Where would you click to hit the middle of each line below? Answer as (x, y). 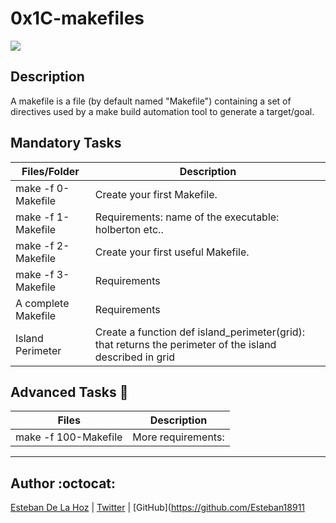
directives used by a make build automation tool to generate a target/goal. (162, 111)
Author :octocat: (63, 483)
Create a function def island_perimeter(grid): (200, 332)
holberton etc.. (129, 229)
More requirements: (178, 437)
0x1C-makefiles (77, 18)
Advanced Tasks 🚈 (69, 392)
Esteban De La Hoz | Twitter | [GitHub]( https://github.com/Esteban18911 (158, 508)
